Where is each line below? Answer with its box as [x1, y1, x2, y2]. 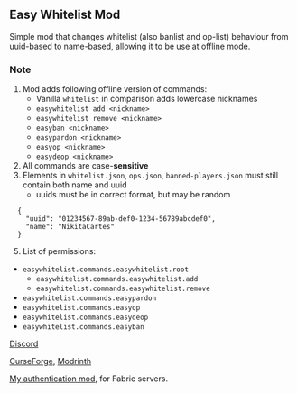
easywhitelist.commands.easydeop [22, 313, 149, 323]
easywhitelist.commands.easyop [22, 304, 141, 313]
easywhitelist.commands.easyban [22, 323, 144, 332]
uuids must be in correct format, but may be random [35, 189, 231, 200]
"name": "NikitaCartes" [25, 223, 116, 232]
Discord [9, 338, 39, 350]
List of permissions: [22, 246, 97, 257]
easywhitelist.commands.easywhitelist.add [35, 275, 199, 284]
